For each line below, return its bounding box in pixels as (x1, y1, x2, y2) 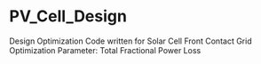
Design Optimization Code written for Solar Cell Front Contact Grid (9, 36, 252, 46)
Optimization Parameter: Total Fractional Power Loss (9, 44, 202, 55)
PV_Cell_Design (9, 6, 127, 27)
